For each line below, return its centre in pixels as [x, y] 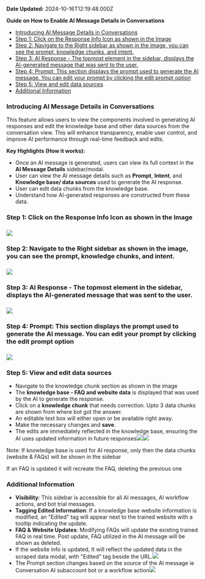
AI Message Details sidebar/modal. [60, 169]
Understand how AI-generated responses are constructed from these [103, 195]
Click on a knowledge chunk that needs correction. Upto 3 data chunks [106, 405]
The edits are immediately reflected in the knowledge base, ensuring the [106, 431]
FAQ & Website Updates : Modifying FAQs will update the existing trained [106, 530]
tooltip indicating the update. [51, 524]
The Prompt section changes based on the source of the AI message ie [105, 563]
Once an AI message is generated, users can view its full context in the [104, 163]
